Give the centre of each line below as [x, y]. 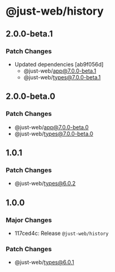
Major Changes [29, 220]
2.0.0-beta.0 [30, 97]
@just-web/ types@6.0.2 [45, 184]
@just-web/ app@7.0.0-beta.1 [60, 71]
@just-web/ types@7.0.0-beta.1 [62, 77]
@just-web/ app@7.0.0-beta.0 [51, 127]
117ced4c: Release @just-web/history [61, 233]
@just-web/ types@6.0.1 [44, 262]
